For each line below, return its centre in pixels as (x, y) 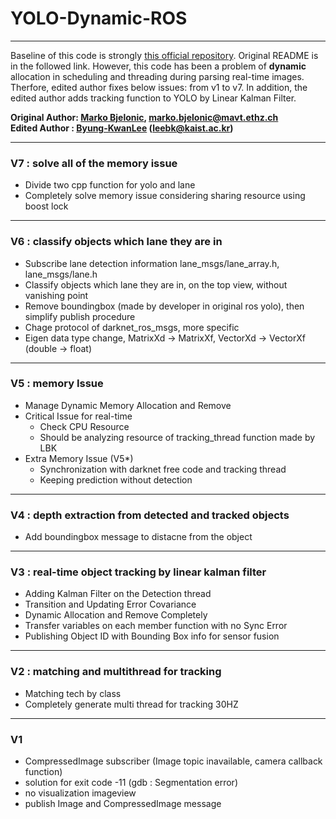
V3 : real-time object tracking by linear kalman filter (138, 572)
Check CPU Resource (84, 426)
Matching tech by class (73, 693)
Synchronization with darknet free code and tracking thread (163, 469)
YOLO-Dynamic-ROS (99, 18)
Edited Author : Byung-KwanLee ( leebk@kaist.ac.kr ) (122, 128)
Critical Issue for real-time (78, 416)
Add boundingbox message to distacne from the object (138, 537)
